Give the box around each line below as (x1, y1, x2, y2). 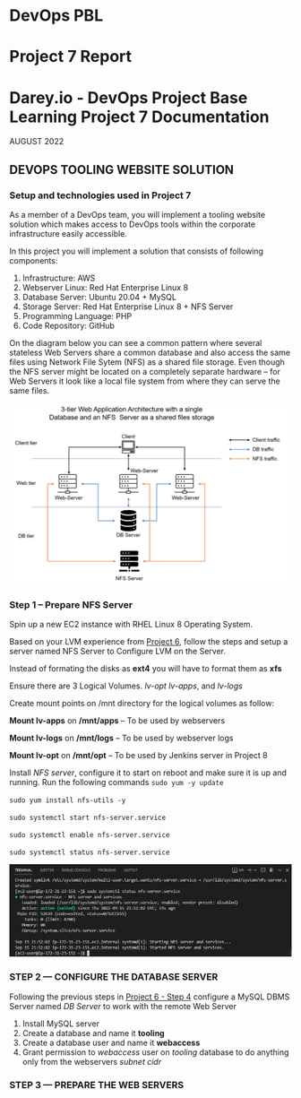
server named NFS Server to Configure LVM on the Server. (9, 646, 227, 657)
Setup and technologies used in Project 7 (9, 189, 192, 202)
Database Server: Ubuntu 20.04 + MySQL (21, 292, 177, 302)
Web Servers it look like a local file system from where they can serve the (9, 376, 280, 386)
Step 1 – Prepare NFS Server (9, 598, 133, 610)
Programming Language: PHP (21, 311, 133, 321)
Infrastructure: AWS (21, 272, 96, 283)
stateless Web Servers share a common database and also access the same (9, 347, 291, 358)
